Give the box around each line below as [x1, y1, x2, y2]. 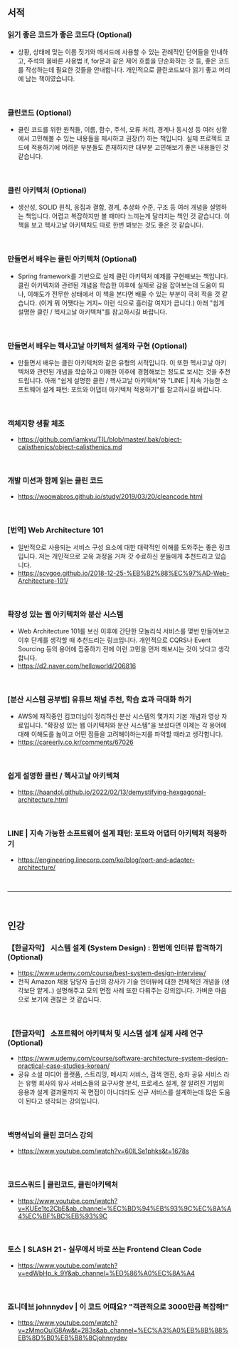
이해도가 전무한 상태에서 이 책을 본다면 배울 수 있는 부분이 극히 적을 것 [27, 290, 221, 298]
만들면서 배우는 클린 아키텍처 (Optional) [7, 254, 137, 264]
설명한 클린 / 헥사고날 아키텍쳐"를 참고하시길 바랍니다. [17, 307, 168, 316]
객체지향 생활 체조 [7, 418, 65, 428]
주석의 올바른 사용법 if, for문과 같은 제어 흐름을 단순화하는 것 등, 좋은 [27, 56, 217, 65]
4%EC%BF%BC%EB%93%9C [17, 1211, 108, 1220]
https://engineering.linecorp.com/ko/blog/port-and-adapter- [17, 855, 196, 864]
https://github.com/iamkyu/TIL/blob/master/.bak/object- [17, 435, 183, 444]
